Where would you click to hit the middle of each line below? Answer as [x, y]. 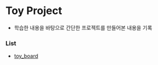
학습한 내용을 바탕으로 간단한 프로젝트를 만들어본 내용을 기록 [83, 28]
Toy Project [34, 11]
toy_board [26, 56]
